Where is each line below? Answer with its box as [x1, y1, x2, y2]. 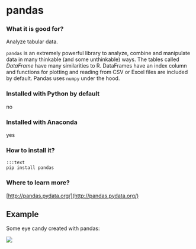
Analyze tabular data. [6, 38, 58, 45]
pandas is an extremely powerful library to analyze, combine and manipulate [6, 50, 191, 57]
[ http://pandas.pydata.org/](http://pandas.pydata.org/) [6, 192, 139, 199]
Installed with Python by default [6, 90, 100, 98]
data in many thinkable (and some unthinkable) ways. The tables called [6, 56, 179, 63]
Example [6, 209, 39, 219]
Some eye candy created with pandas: [6, 225, 100, 232]
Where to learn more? [6, 178, 70, 187]
